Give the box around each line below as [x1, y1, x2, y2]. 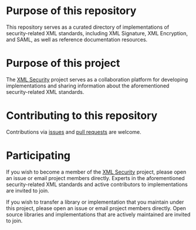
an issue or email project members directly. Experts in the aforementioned [6, 174, 185, 181]
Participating [6, 149, 71, 162]
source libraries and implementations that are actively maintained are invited [6, 211, 191, 218]
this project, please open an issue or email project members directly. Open [6, 204, 187, 212]
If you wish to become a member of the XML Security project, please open [6, 168, 187, 175]
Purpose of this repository [6, 4, 137, 18]
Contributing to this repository [6, 109, 158, 123]
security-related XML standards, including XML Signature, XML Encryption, [6, 29, 188, 36]
